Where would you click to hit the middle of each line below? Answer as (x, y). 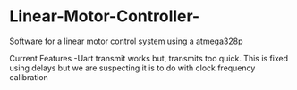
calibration (29, 77)
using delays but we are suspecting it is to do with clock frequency (132, 68)
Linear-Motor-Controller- (105, 16)
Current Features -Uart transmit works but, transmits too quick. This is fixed (149, 58)
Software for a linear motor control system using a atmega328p (126, 41)
